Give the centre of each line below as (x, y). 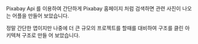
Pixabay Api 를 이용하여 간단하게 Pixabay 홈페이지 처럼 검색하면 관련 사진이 (94, 8)
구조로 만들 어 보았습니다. (51, 35)
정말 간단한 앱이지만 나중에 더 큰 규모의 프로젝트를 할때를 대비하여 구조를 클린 (95, 28)
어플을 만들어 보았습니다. (41, 16)
